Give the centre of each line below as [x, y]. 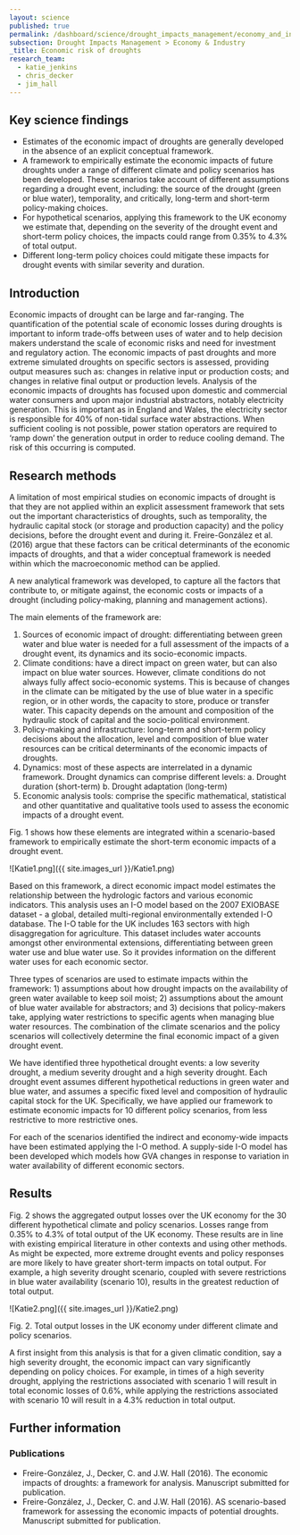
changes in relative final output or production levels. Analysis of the [133, 382]
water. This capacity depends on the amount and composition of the [148, 710]
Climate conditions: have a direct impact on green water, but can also [150, 663]
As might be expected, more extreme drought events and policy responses [146, 1253]
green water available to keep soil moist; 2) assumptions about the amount [146, 998]
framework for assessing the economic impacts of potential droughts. [150, 1511]
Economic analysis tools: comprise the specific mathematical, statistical [154, 796]
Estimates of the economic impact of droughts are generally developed [153, 142]
